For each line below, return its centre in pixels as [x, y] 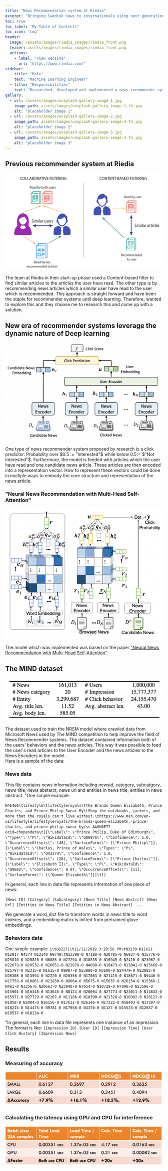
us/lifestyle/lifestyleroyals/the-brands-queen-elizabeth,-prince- [77, 822]
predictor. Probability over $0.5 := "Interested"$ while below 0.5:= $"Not [80, 455]
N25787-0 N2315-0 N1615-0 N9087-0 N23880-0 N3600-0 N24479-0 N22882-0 [80, 971]
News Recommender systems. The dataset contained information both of [81, 740]
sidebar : [14, 69]
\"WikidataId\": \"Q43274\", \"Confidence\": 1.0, [59, 854]
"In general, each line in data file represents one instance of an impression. [82, 1022]
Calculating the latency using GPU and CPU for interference [79, 1118]
